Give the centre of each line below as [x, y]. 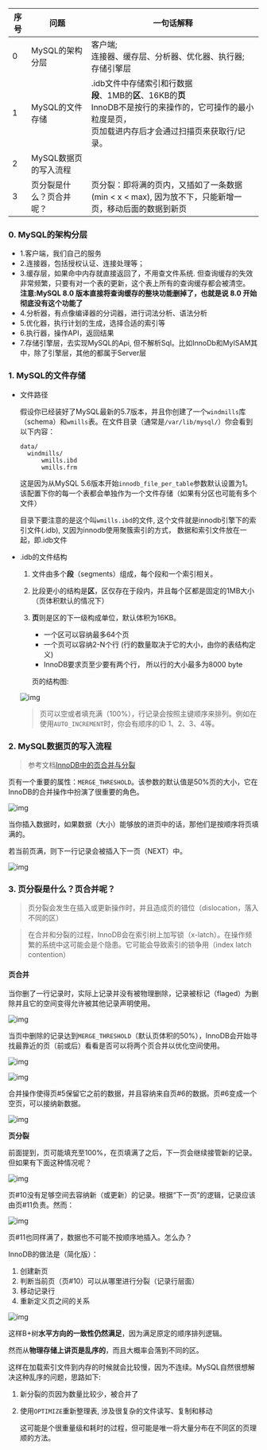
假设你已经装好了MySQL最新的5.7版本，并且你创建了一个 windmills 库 [133, 411]
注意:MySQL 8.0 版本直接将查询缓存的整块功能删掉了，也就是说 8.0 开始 [138, 293]
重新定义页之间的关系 [54, 1301]
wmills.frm [59, 467]
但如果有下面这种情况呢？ [50, 1163]
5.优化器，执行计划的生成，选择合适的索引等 [92, 323]
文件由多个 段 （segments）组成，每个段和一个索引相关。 [124, 573]
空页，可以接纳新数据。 [46, 1104]
